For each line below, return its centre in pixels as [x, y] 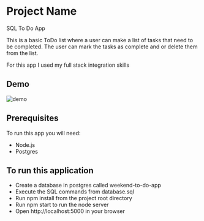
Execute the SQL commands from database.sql [75, 192]
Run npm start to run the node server [62, 205]
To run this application [50, 170]
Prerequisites [32, 118]
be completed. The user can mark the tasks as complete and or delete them [102, 47]
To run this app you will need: [43, 133]
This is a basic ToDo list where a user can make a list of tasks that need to [100, 40]
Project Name [42, 11]
